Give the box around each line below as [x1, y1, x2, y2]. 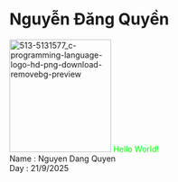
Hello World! [112, 143, 160, 154]
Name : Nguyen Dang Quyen [9, 153, 116, 164]
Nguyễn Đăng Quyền [9, 9, 170, 30]
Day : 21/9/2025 [9, 162, 70, 173]
